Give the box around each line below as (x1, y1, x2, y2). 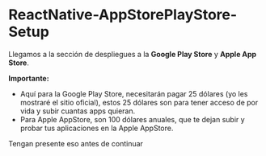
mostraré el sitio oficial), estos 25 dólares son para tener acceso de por (19, 97, 259, 107)
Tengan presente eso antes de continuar (8, 138, 144, 148)
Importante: (8, 73, 50, 83)
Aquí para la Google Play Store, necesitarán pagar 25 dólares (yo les (19, 88, 248, 98)
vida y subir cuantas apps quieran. (19, 106, 136, 116)
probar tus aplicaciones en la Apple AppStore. (19, 123, 174, 133)
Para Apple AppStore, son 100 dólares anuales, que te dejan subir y (19, 114, 245, 124)
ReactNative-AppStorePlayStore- (8, 6, 238, 24)
